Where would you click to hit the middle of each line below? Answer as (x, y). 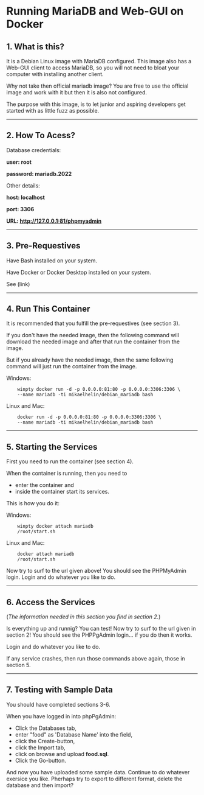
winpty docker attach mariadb (56, 527)
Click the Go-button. (41, 760)
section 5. (19, 665)
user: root (19, 162)
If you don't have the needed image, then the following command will (93, 335)
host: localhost (26, 197)
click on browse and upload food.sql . (62, 754)
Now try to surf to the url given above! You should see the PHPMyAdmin (97, 571)
